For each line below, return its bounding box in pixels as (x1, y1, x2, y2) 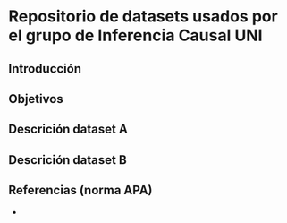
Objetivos (8, 91, 63, 107)
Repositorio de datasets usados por (8, 6, 278, 27)
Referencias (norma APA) (8, 183, 153, 198)
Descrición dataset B (8, 152, 127, 167)
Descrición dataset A (8, 122, 129, 137)
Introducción (8, 61, 82, 76)
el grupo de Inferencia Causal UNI (8, 25, 263, 46)
